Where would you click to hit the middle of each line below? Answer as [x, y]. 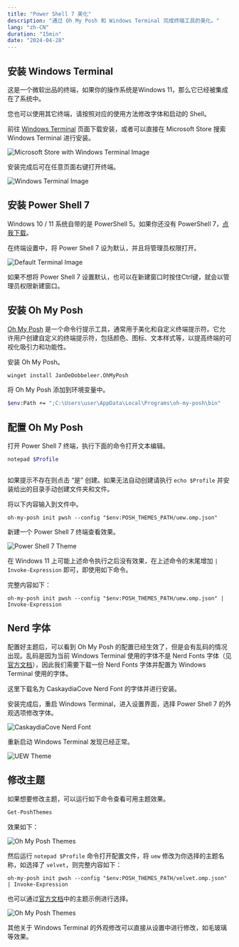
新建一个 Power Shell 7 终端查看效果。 [63, 532]
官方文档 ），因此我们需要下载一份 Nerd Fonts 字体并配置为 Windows [107, 665]
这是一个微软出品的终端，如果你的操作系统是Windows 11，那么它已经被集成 [118, 89]
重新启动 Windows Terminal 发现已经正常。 [70, 742]
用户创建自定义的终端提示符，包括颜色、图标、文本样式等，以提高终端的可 [122, 338]
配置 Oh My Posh [45, 428]
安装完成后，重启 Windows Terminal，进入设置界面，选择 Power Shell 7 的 [116, 704]
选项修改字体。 [35, 712]
